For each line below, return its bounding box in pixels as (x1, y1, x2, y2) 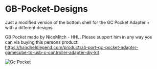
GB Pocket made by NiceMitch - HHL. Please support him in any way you (5, 34, 153, 40)
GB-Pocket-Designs (5, 3, 88, 15)
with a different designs (5, 24, 53, 30)
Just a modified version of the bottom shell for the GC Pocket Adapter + (5, 19, 150, 25)
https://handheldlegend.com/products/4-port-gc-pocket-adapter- (5, 44, 138, 50)
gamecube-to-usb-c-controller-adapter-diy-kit (5, 50, 99, 55)
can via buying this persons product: (5, 39, 79, 45)
